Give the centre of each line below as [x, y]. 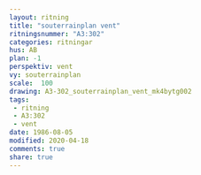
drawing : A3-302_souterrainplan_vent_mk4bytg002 [100, 91]
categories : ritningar [51, 42]
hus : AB [23, 50]
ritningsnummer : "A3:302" [57, 34]
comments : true [37, 148]
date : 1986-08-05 [41, 133]
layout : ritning [39, 17]
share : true [31, 157]
